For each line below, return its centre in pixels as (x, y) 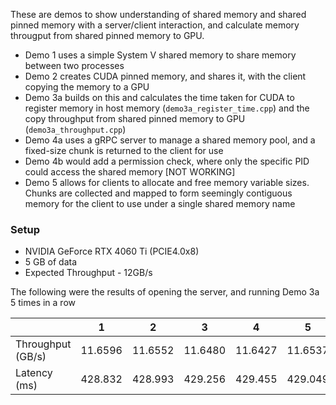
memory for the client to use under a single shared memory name (160, 203)
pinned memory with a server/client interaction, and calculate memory (155, 25)
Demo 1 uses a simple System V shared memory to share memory (160, 55)
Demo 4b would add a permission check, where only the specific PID (167, 161)
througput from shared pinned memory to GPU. (107, 35)
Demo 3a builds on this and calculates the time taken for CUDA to (159, 97)
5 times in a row (43, 303)
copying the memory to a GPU (87, 87)
